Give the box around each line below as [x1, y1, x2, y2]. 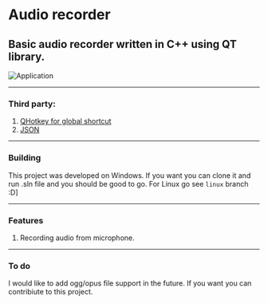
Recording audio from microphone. [19, 233, 135, 243]
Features [8, 215, 44, 226]
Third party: [8, 98, 56, 109]
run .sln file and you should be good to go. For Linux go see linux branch [8, 179, 249, 188]
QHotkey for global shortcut [19, 116, 112, 126]
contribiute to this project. [8, 287, 93, 297]
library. [8, 49, 45, 63]
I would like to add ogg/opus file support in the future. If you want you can [8, 278, 252, 288]
